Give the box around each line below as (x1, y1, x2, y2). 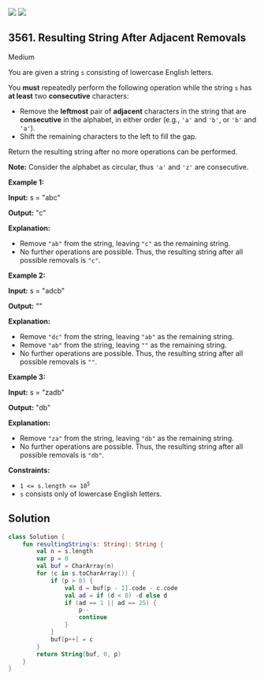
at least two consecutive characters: (8, 91, 129, 100)
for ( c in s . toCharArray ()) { (36, 570, 136, 577)
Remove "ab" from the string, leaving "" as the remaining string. (19, 340, 227, 349)
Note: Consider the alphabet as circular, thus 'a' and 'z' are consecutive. (8, 162, 249, 171)
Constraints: (8, 465, 50, 475)
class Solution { (8, 532, 65, 540)
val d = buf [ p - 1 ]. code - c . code (64, 584, 178, 592)
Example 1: (8, 177, 45, 187)
